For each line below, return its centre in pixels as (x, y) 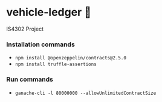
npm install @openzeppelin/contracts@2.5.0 (71, 58)
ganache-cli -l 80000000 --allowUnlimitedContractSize (86, 93)
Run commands (30, 79)
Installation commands (41, 44)
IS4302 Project (25, 29)
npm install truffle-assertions (56, 64)
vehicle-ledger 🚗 (49, 12)
